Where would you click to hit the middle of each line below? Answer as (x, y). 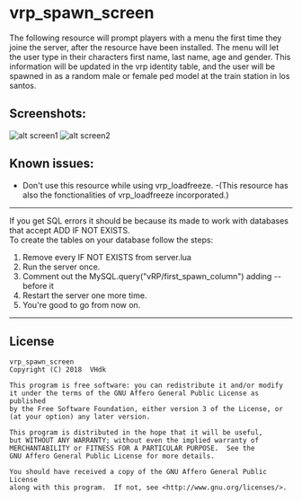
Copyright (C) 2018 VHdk (58, 370)
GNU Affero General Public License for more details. (112, 456)
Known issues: (52, 164)
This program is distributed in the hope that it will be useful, (136, 433)
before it (38, 286)
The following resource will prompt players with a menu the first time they (146, 38)
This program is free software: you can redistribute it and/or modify (146, 386)
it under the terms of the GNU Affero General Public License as (134, 393)
